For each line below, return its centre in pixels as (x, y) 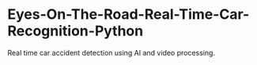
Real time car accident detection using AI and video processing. (111, 52)
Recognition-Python (76, 31)
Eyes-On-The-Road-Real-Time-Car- (128, 14)
